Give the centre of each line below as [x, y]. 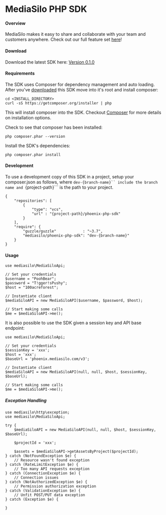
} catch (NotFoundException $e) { [41, 456]
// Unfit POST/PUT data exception [50, 495]
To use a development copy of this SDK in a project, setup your [70, 177]
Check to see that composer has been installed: [54, 127]
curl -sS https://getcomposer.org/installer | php [58, 103]
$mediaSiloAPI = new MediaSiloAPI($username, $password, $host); [74, 301]
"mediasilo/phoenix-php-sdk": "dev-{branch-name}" [76, 236]
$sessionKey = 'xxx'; [28, 350]
